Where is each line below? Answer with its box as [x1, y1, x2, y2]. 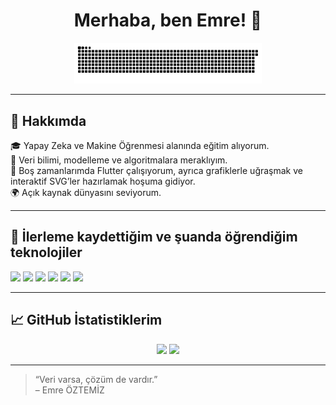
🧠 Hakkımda [10, 112, 87, 129]
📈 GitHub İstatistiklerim [10, 312, 163, 329]
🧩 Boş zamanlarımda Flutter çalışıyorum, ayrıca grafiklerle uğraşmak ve [10, 165, 303, 177]
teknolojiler [10, 244, 83, 261]
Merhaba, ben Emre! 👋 [73, 9, 263, 32]
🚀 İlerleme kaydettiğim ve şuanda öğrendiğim [10, 229, 298, 246]
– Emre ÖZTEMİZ [34, 384, 105, 396]
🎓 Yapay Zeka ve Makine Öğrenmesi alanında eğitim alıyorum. [10, 140, 270, 152]
